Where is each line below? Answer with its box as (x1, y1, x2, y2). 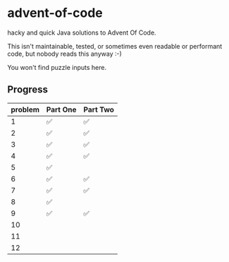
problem (11, 105, 40, 114)
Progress (7, 83, 48, 96)
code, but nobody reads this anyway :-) (7, 49, 122, 58)
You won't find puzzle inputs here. (7, 63, 107, 71)
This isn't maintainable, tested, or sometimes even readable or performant (7, 42, 223, 50)
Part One (46, 105, 77, 114)
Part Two (83, 105, 115, 114)
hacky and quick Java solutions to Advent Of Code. (7, 28, 156, 37)
